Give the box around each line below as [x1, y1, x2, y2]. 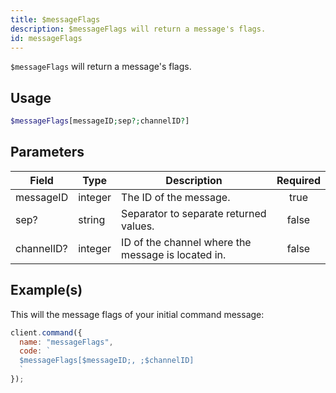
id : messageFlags [10, 33, 83, 43]
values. [121, 219, 155, 233]
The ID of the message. [121, 190, 231, 204]
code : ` [19, 346, 52, 356]
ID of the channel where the [121, 235, 252, 249]
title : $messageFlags [10, 14, 101, 25]
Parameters [10, 144, 85, 161]
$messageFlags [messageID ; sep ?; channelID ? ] [10, 116, 190, 126]
